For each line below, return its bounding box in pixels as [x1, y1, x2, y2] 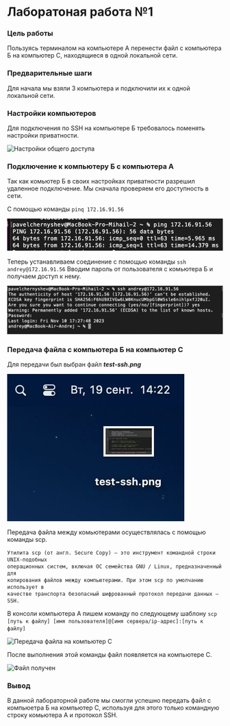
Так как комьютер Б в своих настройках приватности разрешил [7, 177, 195, 186]
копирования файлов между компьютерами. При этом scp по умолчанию [7, 577, 204, 584]
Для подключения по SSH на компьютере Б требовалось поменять [7, 124, 205, 132]
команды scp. [7, 535, 48, 543]
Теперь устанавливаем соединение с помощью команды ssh [7, 258, 187, 266]
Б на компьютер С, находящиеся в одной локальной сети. [7, 51, 178, 60]
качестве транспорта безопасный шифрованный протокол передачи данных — [7, 590, 219, 597]
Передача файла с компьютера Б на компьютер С [7, 345, 183, 354]
